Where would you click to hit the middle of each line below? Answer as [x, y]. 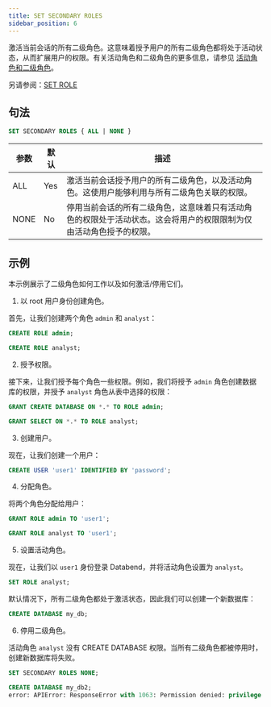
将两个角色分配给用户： [47, 504]
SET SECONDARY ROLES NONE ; [54, 673]
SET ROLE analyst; [39, 582]
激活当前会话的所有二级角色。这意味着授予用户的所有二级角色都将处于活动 [132, 47]
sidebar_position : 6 [43, 23]
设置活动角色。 [45, 550]
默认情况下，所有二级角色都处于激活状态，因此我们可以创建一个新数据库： [132, 599]
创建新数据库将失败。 [44, 657]
